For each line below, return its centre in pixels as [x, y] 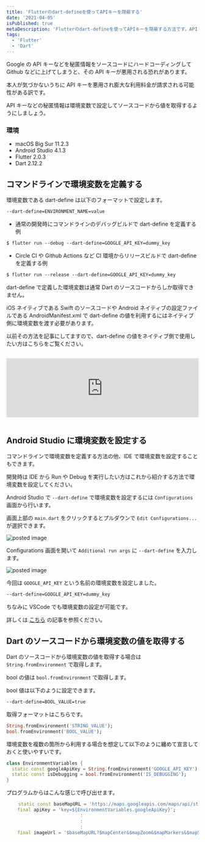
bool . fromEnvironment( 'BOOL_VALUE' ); [54, 732]
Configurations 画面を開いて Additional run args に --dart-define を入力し [102, 550]
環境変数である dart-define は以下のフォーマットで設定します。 [86, 200]
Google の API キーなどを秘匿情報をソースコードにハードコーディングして [99, 64]
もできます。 [22, 464]
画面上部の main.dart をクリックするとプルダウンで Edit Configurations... [102, 518]
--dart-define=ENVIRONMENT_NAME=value [56, 211]
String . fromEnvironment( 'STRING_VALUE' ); [60, 726]
